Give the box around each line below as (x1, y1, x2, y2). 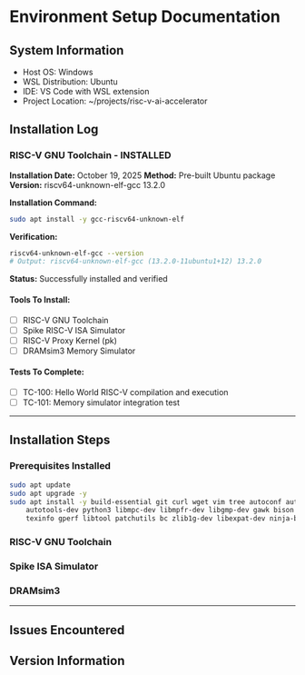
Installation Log (9, 122, 99, 137)
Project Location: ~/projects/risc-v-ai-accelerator (22, 95, 208, 106)
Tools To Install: (9, 293, 71, 305)
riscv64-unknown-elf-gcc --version (9, 248, 144, 258)
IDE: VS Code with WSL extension (22, 86, 150, 96)
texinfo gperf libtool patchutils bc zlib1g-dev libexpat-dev (25, 514, 266, 523)
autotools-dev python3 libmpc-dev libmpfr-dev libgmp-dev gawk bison (25, 506, 295, 515)
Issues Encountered (9, 622, 125, 638)
